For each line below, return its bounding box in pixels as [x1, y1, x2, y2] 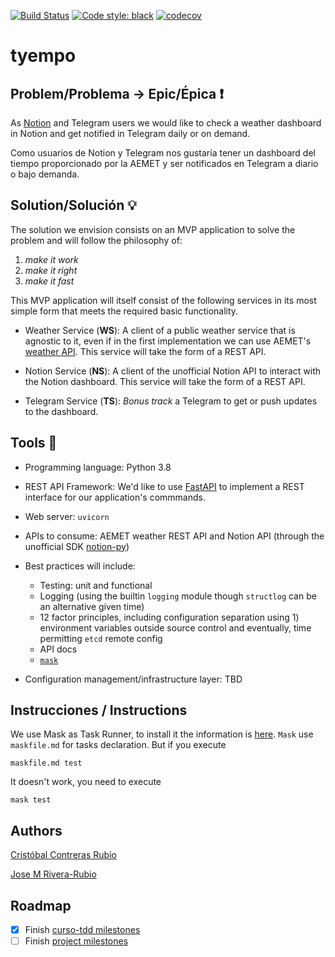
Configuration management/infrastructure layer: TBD [24, 673, 243, 685]
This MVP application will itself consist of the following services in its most [10, 294, 317, 306]
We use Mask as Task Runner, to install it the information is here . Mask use [10, 728, 314, 740]
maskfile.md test [10, 758, 83, 769]
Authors [10, 822, 63, 839]
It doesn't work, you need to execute [10, 776, 162, 788]
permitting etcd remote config [39, 632, 163, 644]
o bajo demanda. [10, 168, 80, 180]
